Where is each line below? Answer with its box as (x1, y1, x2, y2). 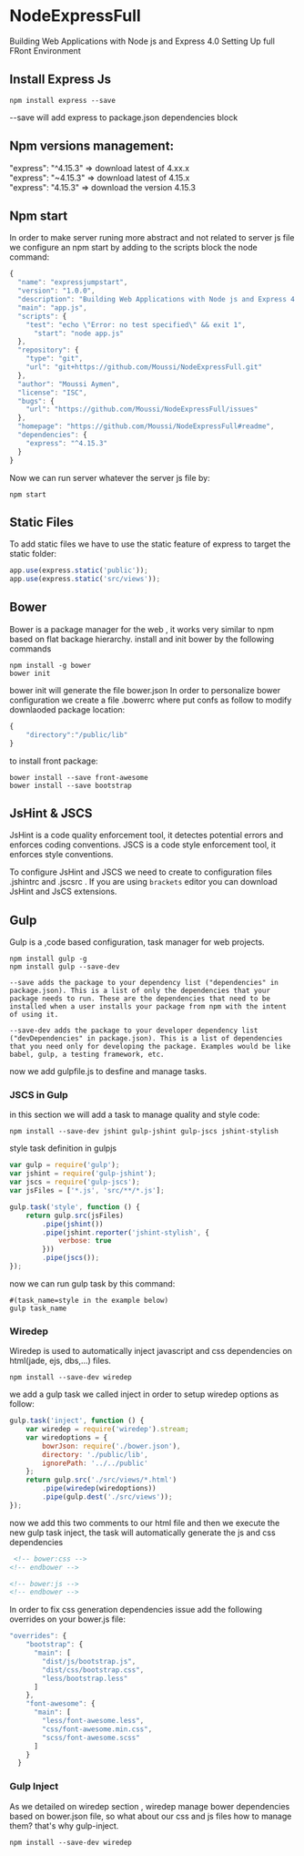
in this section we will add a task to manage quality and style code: (9, 1109, 260, 1121)
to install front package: (9, 755, 98, 766)
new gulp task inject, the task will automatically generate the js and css (9, 1527, 276, 1538)
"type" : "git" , (25, 354, 84, 364)
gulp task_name (9, 1304, 67, 1313)
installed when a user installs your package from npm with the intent (9, 1002, 287, 1011)
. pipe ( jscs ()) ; (42, 1254, 100, 1263)
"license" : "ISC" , (17, 388, 88, 397)
